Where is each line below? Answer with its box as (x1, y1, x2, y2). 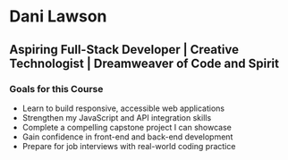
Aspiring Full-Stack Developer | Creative (9, 42, 240, 57)
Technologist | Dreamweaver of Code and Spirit (9, 55, 280, 71)
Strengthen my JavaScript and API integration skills (21, 112, 212, 122)
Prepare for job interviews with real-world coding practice (21, 140, 236, 151)
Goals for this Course (9, 82, 104, 95)
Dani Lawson (9, 6, 107, 27)
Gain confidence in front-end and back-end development (21, 131, 233, 142)
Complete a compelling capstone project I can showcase (21, 122, 233, 132)
